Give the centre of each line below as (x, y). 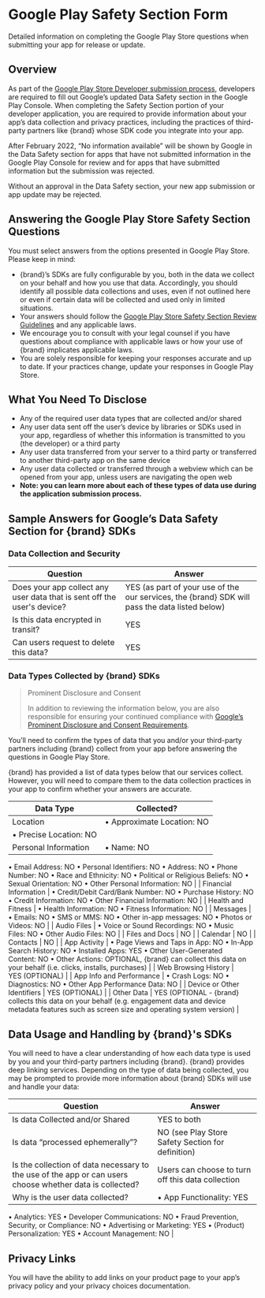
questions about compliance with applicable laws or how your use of (131, 341)
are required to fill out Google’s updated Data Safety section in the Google (128, 97)
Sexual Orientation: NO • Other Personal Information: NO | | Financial (120, 884)
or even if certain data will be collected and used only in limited (122, 299)
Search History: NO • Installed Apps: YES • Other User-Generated (116, 951)
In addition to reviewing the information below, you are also (123, 708)
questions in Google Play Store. (59, 757)
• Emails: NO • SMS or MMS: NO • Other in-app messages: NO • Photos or (130, 917)
